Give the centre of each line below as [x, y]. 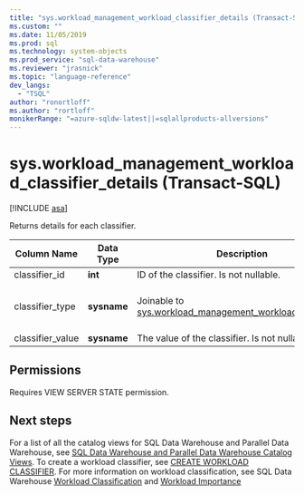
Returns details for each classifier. [73, 226]
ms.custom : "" [36, 26]
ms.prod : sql [34, 43]
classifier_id [39, 275]
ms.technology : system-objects [68, 52]
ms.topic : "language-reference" [70, 77]
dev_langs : [30, 85]
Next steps [41, 421]
